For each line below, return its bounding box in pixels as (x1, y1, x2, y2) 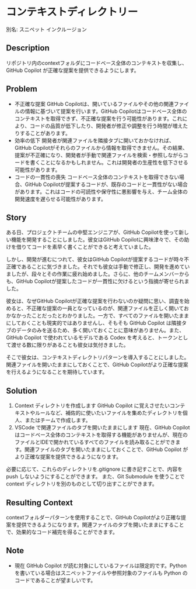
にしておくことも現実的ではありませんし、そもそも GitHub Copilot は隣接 (6, 319, 182, 326)
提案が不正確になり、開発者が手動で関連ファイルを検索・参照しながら (14, 151, 184, 159)
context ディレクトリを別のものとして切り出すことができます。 (6, 480, 157, 487)
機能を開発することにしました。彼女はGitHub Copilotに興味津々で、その (10, 236, 184, 243)
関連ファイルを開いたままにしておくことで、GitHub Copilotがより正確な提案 (6, 361, 188, 368)
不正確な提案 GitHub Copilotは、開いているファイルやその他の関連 (14, 100, 174, 107)
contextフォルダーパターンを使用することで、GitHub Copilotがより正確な (6, 514, 181, 521)
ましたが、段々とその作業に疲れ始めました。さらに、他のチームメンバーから (6, 270, 190, 278)
